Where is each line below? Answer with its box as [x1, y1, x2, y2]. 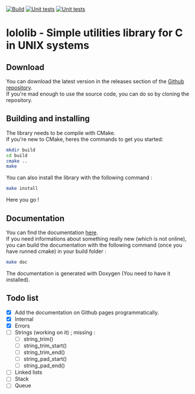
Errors [14, 322, 30, 329]
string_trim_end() [23, 349, 65, 356]
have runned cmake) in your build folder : [6, 248, 106, 255]
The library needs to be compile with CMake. [6, 129, 116, 136]
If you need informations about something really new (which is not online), [6, 235, 187, 242]
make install [6, 186, 38, 192]
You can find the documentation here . [6, 229, 99, 236]
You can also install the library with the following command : [6, 174, 152, 181]
